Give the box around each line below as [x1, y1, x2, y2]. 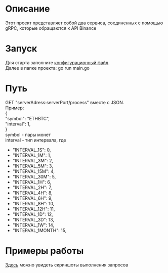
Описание [5, 3, 50, 15]
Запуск [5, 43, 37, 55]
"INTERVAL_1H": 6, [12, 179, 52, 185]
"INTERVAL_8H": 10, [12, 200, 55, 206]
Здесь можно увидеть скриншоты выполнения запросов [5, 261, 129, 268]
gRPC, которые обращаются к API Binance [5, 25, 97, 31]
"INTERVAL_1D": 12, [12, 211, 53, 217]
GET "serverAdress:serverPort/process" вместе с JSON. [5, 99, 124, 105]
